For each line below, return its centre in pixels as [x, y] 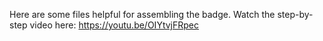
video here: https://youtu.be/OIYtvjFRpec [114, 25]
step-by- [295, 14]
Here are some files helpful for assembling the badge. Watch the [142, 14]
